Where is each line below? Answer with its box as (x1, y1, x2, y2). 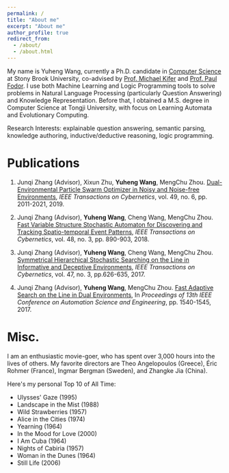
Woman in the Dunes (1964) (16, 451, 96, 459)
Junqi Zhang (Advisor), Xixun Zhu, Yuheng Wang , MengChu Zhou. (16, 178, 206, 186)
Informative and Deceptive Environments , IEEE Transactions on (16, 263, 196, 271)
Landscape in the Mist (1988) (16, 400, 99, 409)
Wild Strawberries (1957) (16, 407, 87, 415)
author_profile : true (7, 29, 69, 36)
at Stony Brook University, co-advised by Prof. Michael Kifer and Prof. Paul (7, 74, 217, 82)
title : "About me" (7, 16, 59, 23)
